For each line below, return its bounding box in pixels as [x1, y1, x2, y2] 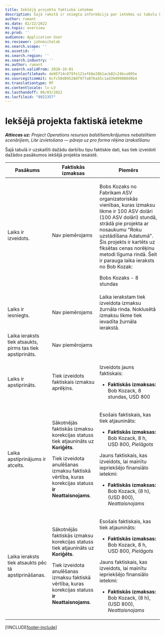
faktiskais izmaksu [52, 378, 95, 385]
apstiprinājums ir [7, 456, 46, 463]
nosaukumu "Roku [99, 226, 142, 233]
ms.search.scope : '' [5, 44, 48, 49]
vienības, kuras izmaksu [99, 202, 156, 209]
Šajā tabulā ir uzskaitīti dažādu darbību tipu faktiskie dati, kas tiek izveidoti [5, 147, 156, 153]
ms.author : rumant [5, 62, 43, 67]
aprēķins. [52, 385, 74, 392]
